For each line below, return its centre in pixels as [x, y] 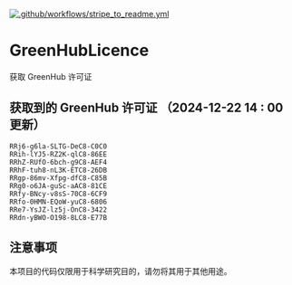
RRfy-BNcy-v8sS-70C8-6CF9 [58, 194]
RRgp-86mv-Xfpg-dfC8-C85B [58, 178]
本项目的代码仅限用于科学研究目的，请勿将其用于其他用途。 [121, 271]
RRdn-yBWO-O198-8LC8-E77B [58, 217]
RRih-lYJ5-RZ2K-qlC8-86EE [58, 154]
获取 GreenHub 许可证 [51, 76]
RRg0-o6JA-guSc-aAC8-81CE [58, 185]
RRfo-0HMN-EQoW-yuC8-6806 [58, 202]
